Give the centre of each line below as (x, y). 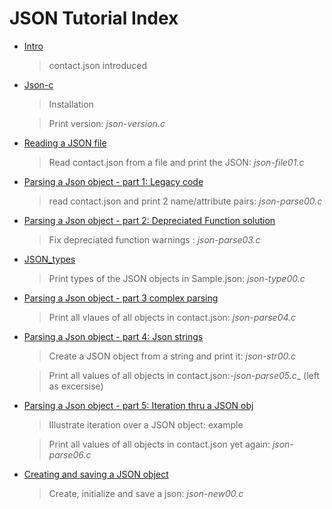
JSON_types (49, 259)
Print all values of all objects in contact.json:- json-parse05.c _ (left (184, 375)
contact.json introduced (98, 65)
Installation (71, 104)
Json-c (38, 84)
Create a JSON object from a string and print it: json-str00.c (172, 356)
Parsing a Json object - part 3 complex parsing (121, 298)
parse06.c (70, 454)
